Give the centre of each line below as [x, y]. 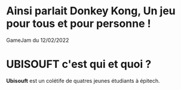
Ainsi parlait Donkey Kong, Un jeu [91, 11]
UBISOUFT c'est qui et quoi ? [79, 64]
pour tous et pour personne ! [79, 24]
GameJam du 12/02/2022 [38, 40]
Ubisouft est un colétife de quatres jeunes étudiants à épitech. [83, 80]
